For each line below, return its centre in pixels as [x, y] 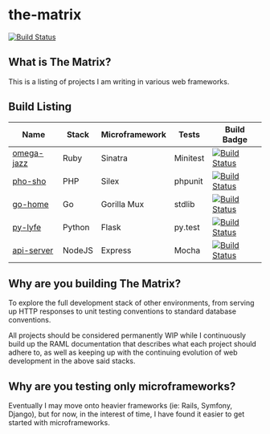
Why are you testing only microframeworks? [122, 386]
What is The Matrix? [60, 62]
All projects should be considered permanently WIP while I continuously [127, 335]
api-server [33, 250]
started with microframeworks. [59, 423]
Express [116, 250]
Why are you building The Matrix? [95, 284]
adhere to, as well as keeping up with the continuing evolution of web [123, 353]
